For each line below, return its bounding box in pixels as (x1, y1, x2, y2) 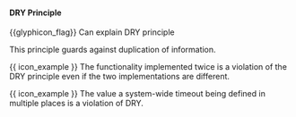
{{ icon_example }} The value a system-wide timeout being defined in (9, 88, 266, 99)
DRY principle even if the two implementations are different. (9, 71, 231, 82)
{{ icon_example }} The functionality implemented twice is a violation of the (9, 62, 287, 72)
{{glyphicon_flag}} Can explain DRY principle (9, 27, 175, 38)
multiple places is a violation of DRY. (9, 98, 144, 109)
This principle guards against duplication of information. (9, 45, 217, 55)
